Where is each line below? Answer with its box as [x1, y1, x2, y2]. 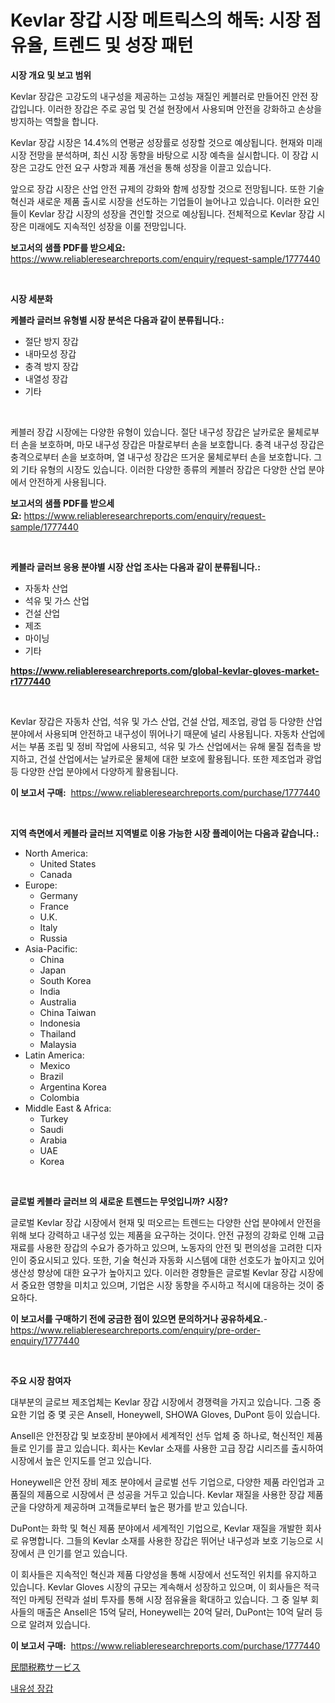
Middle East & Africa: [24, 1102, 112, 1114]
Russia [39, 932, 68, 944]
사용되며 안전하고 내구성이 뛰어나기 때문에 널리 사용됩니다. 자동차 [44, 727, 299, 740]
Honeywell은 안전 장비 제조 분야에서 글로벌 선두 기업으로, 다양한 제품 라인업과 [10, 1476, 315, 1488]
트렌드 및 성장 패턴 [51, 34, 194, 57]
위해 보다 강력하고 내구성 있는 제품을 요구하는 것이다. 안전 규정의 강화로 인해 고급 [10, 1229, 325, 1241]
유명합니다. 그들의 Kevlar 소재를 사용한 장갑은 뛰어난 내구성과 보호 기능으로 [20, 1534, 313, 1546]
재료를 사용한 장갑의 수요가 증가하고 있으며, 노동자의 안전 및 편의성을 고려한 [10, 1241, 304, 1253]
